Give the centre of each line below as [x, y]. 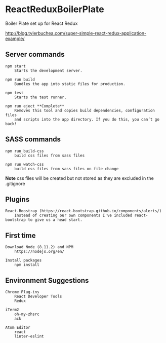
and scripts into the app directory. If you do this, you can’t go [87, 119]
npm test [14, 93]
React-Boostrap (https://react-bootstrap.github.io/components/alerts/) [84, 211]
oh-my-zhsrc [27, 314]
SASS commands [33, 140]
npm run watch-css [25, 164]
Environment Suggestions [47, 280]
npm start [16, 66]
